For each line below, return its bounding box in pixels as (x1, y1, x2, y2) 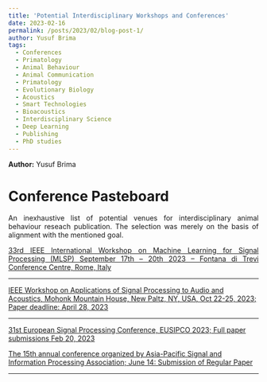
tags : (8, 41, 26, 49)
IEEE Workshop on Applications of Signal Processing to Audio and (8, 286, 224, 295)
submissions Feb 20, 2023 (8, 333, 95, 343)
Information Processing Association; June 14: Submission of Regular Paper (8, 357, 253, 367)
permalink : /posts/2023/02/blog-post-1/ (8, 26, 145, 34)
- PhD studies (15, 137, 62, 146)
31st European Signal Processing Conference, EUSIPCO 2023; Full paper (8, 325, 246, 335)
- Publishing (15, 130, 59, 138)
